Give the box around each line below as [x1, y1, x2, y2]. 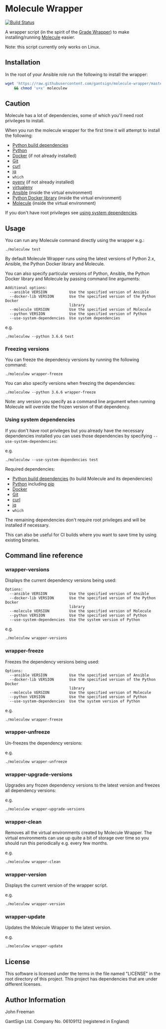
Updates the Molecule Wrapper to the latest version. [5, 924, 112, 930]
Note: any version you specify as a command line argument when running [5, 399, 156, 405]
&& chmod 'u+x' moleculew [14, 85, 68, 91]
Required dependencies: [5, 466, 55, 472]
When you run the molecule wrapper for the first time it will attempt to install [5, 127, 160, 133]
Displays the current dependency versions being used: [5, 577, 117, 583]
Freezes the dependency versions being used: [5, 659, 100, 665]
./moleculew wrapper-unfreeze [5, 759, 68, 764]
